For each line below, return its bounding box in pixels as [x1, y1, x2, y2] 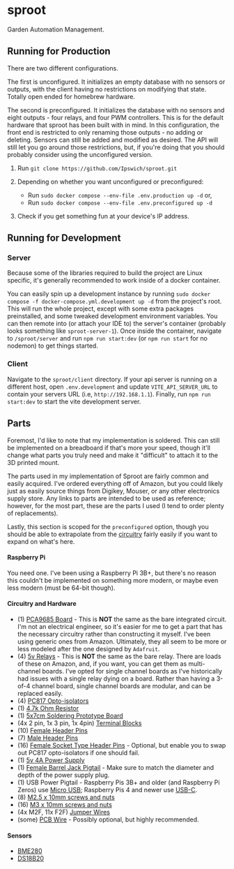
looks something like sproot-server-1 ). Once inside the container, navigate [7, 327, 221, 335]
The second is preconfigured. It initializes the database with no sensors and [7, 105, 225, 114]
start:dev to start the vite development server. [7, 397, 141, 406]
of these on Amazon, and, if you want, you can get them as [17, 659, 187, 668]
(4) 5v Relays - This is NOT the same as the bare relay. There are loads [17, 652, 221, 660]
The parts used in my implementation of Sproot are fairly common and [7, 472, 209, 480]
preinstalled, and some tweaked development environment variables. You [7, 312, 218, 320]
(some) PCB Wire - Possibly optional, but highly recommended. [17, 815, 200, 824]
